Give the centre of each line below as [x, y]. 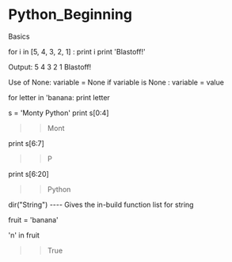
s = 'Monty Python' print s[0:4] [59, 113]
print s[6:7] [27, 143]
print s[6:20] [29, 174]
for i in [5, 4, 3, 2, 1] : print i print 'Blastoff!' [77, 51]
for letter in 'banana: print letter [59, 97]
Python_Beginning [70, 15]
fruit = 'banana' [34, 219]
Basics [19, 36]
